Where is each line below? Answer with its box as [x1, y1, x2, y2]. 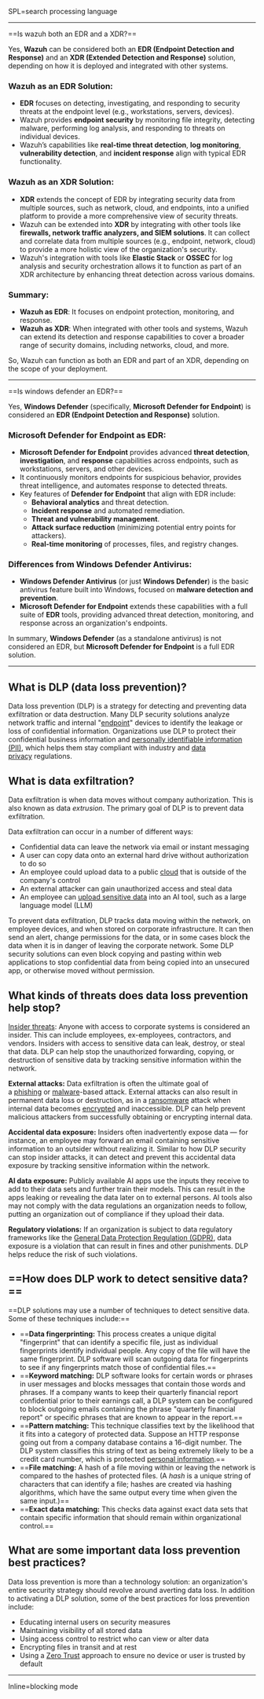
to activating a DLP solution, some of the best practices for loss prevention [8, 1594, 250, 1603]
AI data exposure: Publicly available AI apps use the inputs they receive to [8, 1176, 250, 1185]
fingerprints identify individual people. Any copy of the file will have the [19, 1346, 251, 1355]
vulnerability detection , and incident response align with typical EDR [19, 148, 246, 158]
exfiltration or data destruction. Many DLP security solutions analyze [8, 710, 230, 720]
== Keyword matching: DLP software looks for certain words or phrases [19, 1371, 253, 1380]
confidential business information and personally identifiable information [8, 734, 243, 745]
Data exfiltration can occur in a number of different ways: [8, 827, 194, 837]
